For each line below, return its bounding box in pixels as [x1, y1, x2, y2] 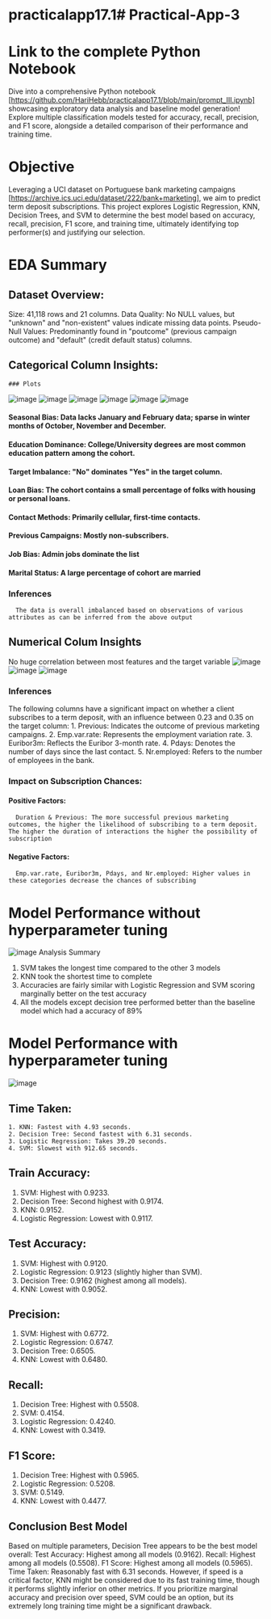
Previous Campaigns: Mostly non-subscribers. [8, 531, 169, 541]
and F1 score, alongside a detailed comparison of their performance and [8, 121, 248, 131]
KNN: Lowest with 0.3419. [19, 1425, 106, 1436]
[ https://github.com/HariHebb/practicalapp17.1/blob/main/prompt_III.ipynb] [8, 95, 256, 105]
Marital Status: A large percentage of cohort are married [8, 567, 202, 577]
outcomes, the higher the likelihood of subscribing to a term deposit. [8, 820, 258, 829]
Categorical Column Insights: [8, 358, 159, 373]
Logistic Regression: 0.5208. [19, 1479, 115, 1489]
